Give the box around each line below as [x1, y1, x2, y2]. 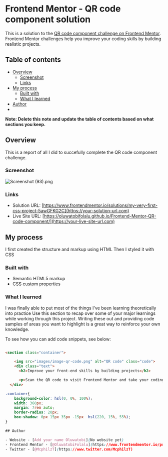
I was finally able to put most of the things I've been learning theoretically [5, 305, 156, 311]
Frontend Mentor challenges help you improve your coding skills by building [5, 36, 161, 42]
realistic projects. [5, 41, 41, 47]
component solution [5, 14, 91, 25]
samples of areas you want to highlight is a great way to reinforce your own [5, 321, 160, 327]
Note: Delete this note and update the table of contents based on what [5, 116, 154, 122]
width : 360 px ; [14, 400, 43, 406]
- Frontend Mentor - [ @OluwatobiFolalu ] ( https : [5, 442, 106, 447]
